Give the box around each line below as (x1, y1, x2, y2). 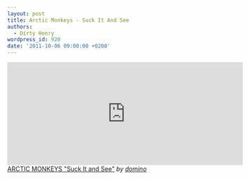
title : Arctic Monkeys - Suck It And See (7, 17, 130, 24)
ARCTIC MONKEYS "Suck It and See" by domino (7, 165, 147, 173)
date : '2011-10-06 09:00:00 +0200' (7, 43, 111, 50)
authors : (7, 23, 33, 30)
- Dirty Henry (13, 29, 54, 37)
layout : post (7, 10, 45, 17)
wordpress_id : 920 (7, 36, 61, 43)
